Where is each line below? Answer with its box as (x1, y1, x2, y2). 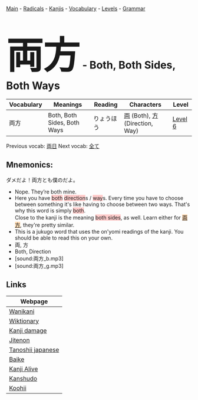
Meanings (53, 100, 82, 109)
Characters (129, 100, 162, 109)
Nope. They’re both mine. (14, 188, 77, 195)
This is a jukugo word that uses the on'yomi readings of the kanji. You (14, 228, 184, 235)
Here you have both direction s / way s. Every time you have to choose (14, 194, 184, 201)
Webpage (20, 297, 48, 306)
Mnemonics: (6, 160, 54, 170)
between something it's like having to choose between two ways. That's (14, 201, 190, 208)
